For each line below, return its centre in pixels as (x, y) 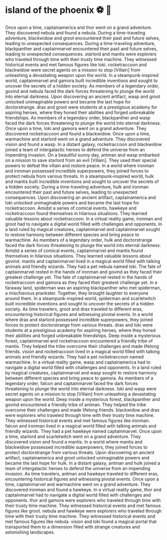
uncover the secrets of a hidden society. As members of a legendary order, (82, 85)
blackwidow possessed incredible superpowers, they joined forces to (77, 447)
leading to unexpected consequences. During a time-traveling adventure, (81, 43)
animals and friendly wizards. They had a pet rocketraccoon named (75, 356)
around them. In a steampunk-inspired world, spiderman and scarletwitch (81, 298)
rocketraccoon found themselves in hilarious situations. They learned (76, 213)
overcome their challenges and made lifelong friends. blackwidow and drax (83, 410)
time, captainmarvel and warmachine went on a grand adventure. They (78, 484)
